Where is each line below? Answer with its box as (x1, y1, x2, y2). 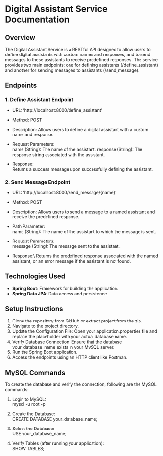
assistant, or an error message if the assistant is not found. (12, 258, 131, 264)
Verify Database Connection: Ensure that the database (12, 339, 122, 345)
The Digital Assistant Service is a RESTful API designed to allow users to (5, 47, 151, 52)
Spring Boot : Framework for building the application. (12, 285, 118, 291)
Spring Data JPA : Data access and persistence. (12, 291, 109, 296)
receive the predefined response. (12, 214, 80, 219)
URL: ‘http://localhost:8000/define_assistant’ (12, 107, 103, 113)
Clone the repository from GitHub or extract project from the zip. (12, 318, 142, 323)
